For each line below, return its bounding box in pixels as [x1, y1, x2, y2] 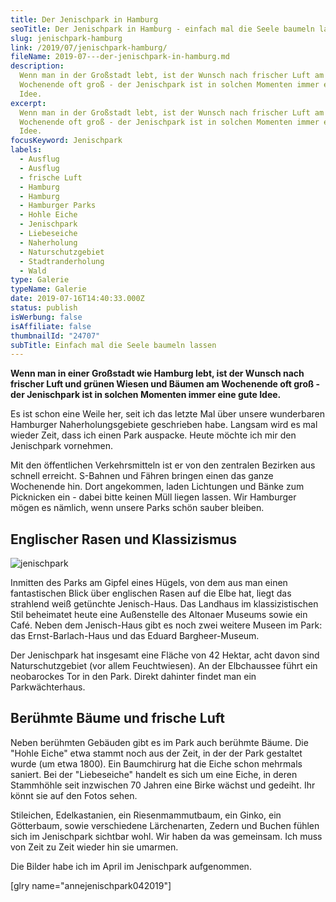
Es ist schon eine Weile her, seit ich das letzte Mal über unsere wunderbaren [10, 408, 325, 420]
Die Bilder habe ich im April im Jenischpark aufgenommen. [10, 860, 252, 872]
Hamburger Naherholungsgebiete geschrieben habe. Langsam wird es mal [10, 419, 318, 431]
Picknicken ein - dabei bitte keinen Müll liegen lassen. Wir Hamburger [10, 491, 297, 503]
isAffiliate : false [10, 321, 92, 331]
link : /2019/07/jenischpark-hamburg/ [10, 42, 168, 53]
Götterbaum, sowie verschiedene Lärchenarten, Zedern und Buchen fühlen [10, 819, 320, 831]
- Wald [19, 266, 47, 276]
